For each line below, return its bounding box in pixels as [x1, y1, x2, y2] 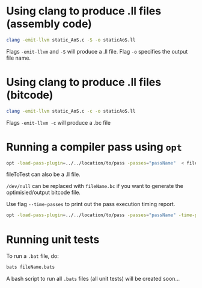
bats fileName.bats [6, 264, 55, 271]
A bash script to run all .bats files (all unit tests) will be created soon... [6, 275, 180, 283]
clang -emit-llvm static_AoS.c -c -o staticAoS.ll [6, 108, 136, 114]
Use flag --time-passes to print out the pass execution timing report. [6, 201, 176, 208]
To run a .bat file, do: [6, 252, 59, 260]
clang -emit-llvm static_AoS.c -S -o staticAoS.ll [6, 37, 136, 43]
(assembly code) [6, 17, 92, 31]
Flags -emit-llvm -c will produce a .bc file [6, 119, 111, 126]
